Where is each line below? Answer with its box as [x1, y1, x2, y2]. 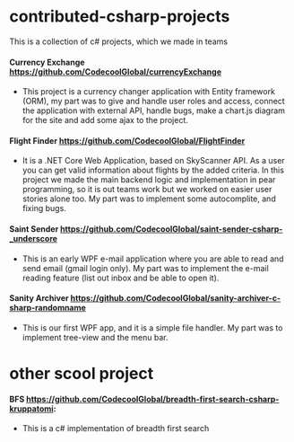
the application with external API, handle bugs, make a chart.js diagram [22, 105, 285, 116]
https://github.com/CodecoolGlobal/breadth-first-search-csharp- [25, 393, 280, 404]
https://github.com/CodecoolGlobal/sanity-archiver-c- [70, 293, 281, 304]
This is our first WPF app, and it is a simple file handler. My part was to [22, 322, 283, 333]
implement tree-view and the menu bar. [22, 331, 169, 342]
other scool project [9, 363, 154, 384]
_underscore [9, 233, 58, 243]
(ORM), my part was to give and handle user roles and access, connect [22, 96, 285, 107]
